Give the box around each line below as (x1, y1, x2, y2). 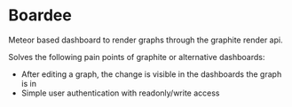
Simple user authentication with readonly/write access (20, 88, 220, 98)
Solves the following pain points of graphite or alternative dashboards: (8, 51, 265, 62)
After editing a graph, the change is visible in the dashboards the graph (20, 68, 282, 80)
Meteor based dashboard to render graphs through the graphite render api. (8, 34, 283, 45)
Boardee (8, 5, 72, 26)
